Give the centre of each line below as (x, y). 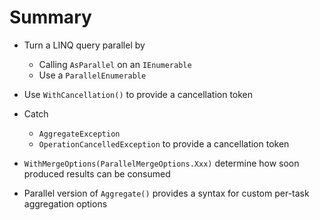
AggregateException (79, 134)
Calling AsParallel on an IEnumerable (115, 64)
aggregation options (65, 203)
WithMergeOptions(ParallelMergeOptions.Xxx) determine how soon (161, 163)
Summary (50, 17)
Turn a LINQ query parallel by (84, 45)
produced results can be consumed (97, 173)
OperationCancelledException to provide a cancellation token (164, 143)
